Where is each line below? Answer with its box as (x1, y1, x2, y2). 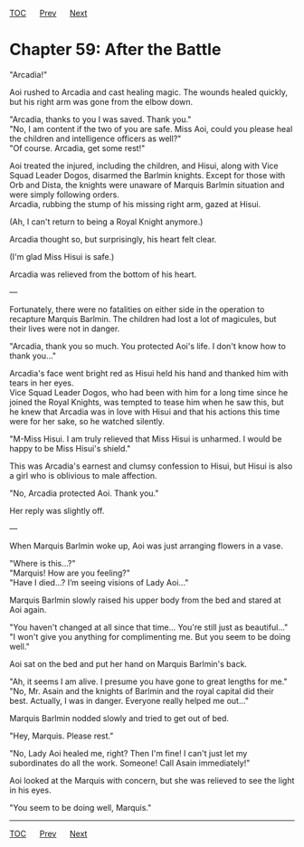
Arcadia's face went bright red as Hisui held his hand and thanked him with (9, 367, 290, 378)
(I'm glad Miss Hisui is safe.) (9, 251, 115, 262)
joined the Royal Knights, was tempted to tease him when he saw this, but (9, 396, 284, 407)
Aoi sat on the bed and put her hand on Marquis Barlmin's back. (9, 658, 247, 669)
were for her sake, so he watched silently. (9, 415, 166, 426)
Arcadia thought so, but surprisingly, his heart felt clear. (9, 233, 217, 244)
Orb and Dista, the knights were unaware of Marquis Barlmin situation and (9, 179, 285, 190)
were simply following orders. (9, 189, 119, 200)
